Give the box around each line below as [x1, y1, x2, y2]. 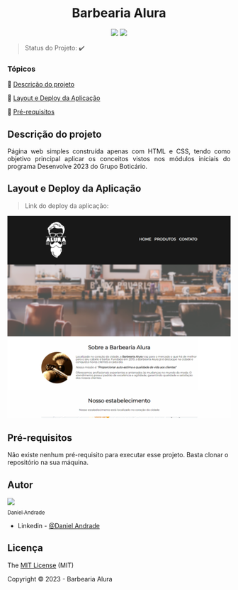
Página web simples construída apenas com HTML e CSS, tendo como [7, 147, 231, 155]
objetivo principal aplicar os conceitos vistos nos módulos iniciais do [7, 155, 231, 163]
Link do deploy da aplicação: [24, 201, 109, 210]
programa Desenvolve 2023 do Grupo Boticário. [7, 162, 147, 171]
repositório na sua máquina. [7, 458, 89, 466]
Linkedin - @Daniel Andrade [17, 522, 101, 530]
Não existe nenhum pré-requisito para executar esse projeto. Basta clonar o [7, 451, 229, 459]
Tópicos [7, 64, 36, 74]
